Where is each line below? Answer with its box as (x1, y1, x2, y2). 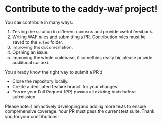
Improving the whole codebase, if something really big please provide (12, 54, 153, 60)
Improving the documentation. (12, 44, 73, 50)
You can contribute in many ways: (5, 19, 73, 25)
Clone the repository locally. (12, 78, 69, 84)
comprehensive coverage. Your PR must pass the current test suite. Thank (5, 108, 155, 114)
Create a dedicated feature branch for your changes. (12, 83, 119, 89)
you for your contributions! (5, 113, 59, 119)
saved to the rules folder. (12, 39, 63, 45)
